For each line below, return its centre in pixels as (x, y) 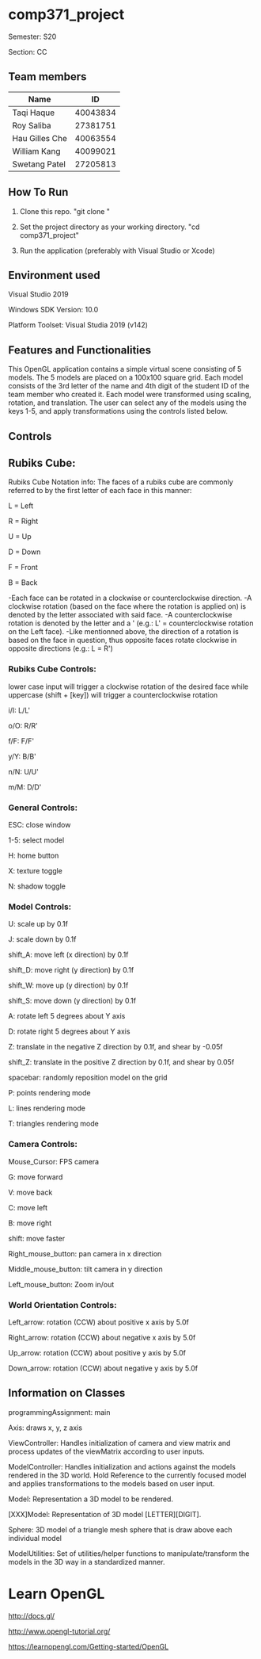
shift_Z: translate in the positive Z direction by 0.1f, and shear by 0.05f (121, 1062)
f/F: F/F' (21, 741)
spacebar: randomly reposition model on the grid (88, 1078)
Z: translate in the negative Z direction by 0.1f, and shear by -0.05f (115, 1047)
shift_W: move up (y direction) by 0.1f (68, 985)
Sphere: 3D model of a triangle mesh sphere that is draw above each (120, 1529)
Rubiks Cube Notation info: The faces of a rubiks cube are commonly (121, 482)
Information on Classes (67, 1393)
